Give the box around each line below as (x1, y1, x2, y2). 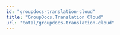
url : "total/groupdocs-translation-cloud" (6, 20, 115, 26)
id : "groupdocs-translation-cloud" (6, 8, 96, 15)
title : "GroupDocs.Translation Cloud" (6, 14, 104, 20)
